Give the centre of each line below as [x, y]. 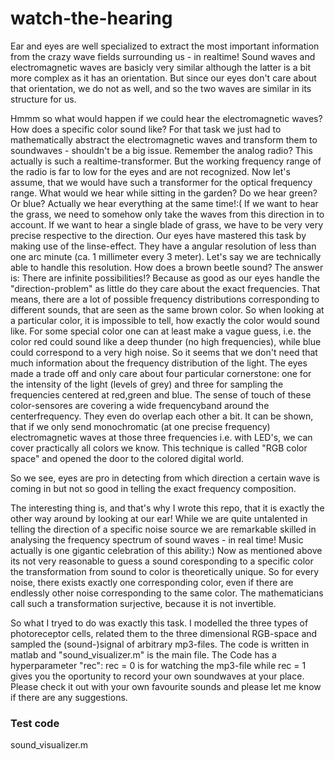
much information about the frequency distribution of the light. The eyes [159, 363]
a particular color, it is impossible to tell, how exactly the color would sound [165, 320]
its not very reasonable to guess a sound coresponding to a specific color [162, 561]
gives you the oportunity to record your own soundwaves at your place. [157, 676]
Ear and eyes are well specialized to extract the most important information [165, 46]
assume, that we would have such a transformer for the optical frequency [161, 182]
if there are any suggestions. [69, 697]
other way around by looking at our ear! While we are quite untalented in [159, 518]
